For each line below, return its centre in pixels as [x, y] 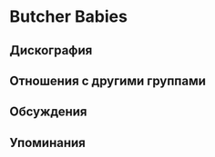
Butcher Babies [68, 17]
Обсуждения [48, 112]
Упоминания [48, 142]
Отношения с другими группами [108, 80]
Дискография [51, 50]
